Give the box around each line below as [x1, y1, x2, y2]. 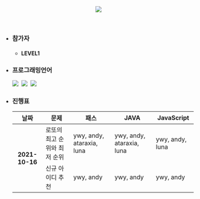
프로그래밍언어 [11, 66, 53, 74]
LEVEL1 [21, 50, 40, 57]
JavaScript [157, 114, 189, 122]
